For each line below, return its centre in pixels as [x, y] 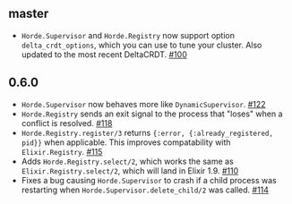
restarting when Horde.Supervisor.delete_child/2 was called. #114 [145, 190]
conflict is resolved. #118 [67, 123]
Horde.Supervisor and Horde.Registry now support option [128, 35]
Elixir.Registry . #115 [62, 151]
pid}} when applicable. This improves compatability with [126, 142]
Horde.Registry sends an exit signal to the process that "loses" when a [152, 114]
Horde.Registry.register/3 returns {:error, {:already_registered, [147, 132]
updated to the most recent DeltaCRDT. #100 [104, 54]
